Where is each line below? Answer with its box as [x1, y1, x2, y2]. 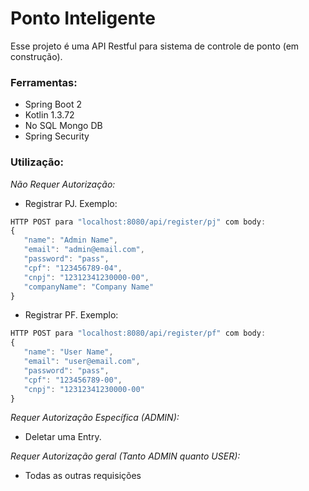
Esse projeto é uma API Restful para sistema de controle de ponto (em [10, 40, 300, 52]
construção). [10, 50, 63, 62]
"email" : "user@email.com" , [23, 357, 141, 367]
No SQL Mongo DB [24, 120, 103, 132]
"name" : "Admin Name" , [23, 235, 118, 246]
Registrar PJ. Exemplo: [24, 197, 118, 209]
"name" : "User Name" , [23, 347, 114, 357]
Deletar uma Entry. [24, 431, 102, 443]
